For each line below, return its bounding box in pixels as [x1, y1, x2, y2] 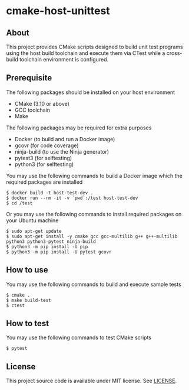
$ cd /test [6, 200, 33, 206]
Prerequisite [6, 73, 52, 83]
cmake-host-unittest [6, 4, 110, 18]
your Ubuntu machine [6, 217, 59, 224]
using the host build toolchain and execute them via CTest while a [6, 50, 165, 57]
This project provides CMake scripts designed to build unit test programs [6, 43, 184, 50]
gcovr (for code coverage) [14, 142, 79, 149]
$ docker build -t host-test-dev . [6, 190, 94, 196]
